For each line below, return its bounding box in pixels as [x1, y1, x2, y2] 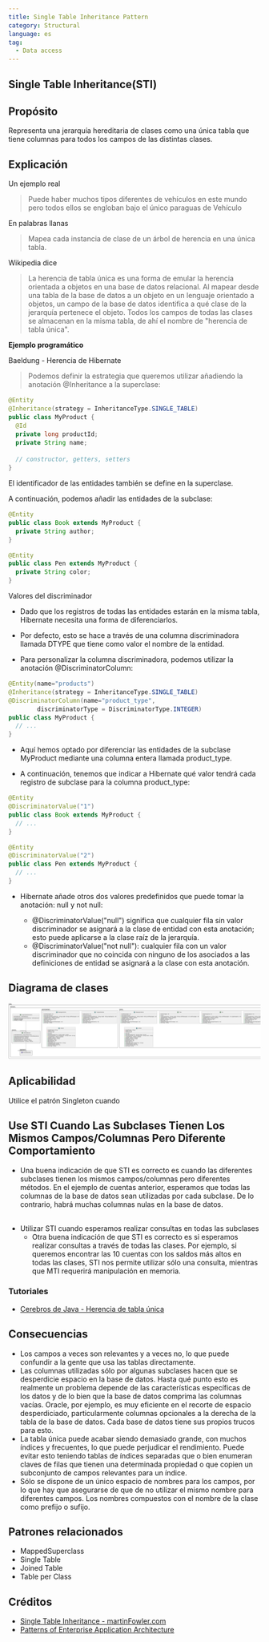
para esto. [19, 1425, 54, 1434]
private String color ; [15, 568, 91, 576]
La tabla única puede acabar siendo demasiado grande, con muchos [19, 1434, 247, 1443]
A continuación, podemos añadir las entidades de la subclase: [8, 494, 213, 504]
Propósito [8, 104, 58, 118]
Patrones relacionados [8, 1525, 123, 1539]
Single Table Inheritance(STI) [8, 77, 158, 91]
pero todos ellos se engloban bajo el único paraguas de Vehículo [27, 203, 243, 212]
